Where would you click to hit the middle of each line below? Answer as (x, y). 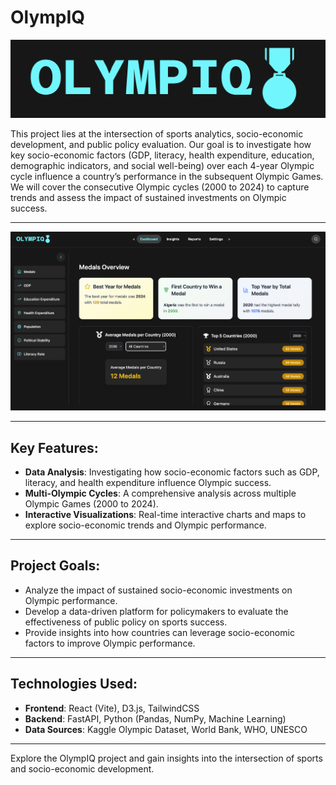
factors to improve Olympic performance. (110, 643)
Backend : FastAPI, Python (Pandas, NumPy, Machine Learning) (155, 718)
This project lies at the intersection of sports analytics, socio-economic (157, 134)
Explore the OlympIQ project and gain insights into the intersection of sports (166, 758)
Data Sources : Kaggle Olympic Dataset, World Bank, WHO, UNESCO (166, 729)
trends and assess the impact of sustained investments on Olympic (148, 198)
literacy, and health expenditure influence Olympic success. (148, 482)
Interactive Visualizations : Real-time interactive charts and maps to (165, 514)
